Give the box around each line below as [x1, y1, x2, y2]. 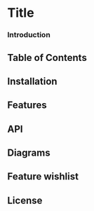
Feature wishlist [7, 170, 79, 183]
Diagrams [7, 147, 51, 159]
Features [7, 100, 47, 111]
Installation [7, 75, 58, 87]
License [7, 194, 43, 206]
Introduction [7, 30, 51, 40]
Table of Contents [7, 51, 88, 64]
